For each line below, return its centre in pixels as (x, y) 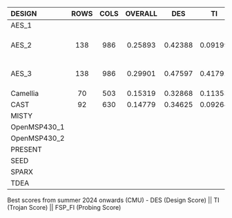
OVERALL (141, 13)
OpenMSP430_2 (38, 138)
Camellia (25, 93)
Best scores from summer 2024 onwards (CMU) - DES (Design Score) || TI (113, 200)
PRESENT (27, 149)
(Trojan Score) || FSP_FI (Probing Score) (64, 207)
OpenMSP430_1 (38, 127)
